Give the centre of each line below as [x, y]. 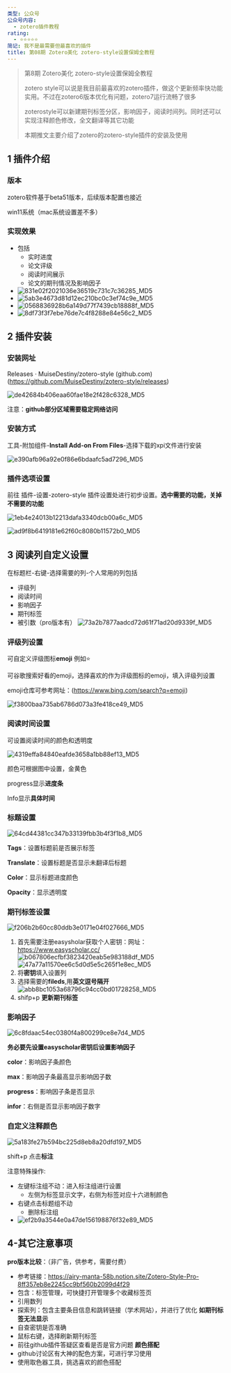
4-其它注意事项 [40, 1243]
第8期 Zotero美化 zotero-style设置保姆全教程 [88, 73]
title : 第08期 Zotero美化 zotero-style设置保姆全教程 [81, 53]
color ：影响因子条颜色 [39, 1062]
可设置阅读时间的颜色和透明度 [50, 740]
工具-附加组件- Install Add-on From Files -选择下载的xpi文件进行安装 [104, 445]
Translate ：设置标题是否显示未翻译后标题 [67, 862]
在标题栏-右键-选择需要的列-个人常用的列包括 [72, 572]
